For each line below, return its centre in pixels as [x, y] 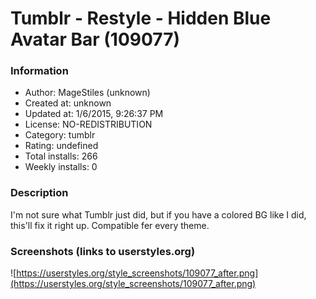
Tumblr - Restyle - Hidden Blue [141, 18]
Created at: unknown [68, 103]
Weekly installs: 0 [61, 167]
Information [39, 71]
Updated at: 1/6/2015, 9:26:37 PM [94, 114]
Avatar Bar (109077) [95, 39]
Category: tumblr [60, 135]
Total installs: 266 [61, 156]
